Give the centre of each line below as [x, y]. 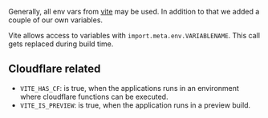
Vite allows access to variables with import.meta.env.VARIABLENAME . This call [134, 35]
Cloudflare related [55, 69]
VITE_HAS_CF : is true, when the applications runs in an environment [129, 88]
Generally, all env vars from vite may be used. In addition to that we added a [134, 12]
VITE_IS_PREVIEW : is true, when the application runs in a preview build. [135, 105]
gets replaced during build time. [61, 44]
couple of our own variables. [55, 20]
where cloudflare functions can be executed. [94, 96]
